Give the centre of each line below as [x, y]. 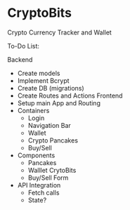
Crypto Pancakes [53, 140]
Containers [33, 110]
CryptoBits [40, 13]
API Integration [39, 185]
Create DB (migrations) [51, 88]
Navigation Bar [50, 125]
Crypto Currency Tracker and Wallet [60, 32]
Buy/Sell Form [48, 178]
